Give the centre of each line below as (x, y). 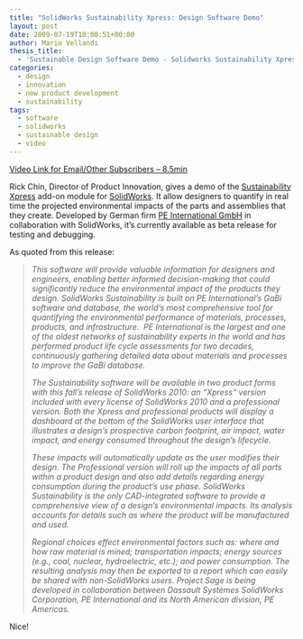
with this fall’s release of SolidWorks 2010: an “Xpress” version (148, 392)
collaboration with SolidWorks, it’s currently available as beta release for (143, 224)
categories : (32, 68)
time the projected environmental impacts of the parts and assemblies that (147, 205)
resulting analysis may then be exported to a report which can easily (160, 571)
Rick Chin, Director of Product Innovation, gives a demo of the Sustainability (150, 187)
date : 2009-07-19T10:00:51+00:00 (72, 34)
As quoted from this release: (62, 251)
